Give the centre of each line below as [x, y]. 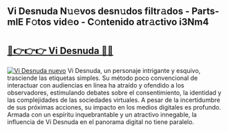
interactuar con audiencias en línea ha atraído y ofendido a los [96, 85]
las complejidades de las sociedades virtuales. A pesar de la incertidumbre [114, 100]
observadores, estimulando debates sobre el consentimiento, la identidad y [114, 93]
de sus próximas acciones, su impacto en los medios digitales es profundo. [114, 107]
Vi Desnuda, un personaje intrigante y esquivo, [134, 71]
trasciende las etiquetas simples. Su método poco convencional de [103, 78]
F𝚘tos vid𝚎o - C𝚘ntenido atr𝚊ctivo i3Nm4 [117, 22]
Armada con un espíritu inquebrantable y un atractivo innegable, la [102, 114]
